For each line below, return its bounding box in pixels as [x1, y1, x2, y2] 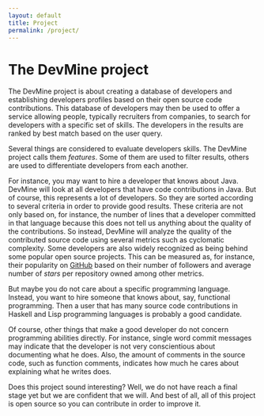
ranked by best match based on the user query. [8, 128, 163, 139]
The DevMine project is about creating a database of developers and [8, 86, 232, 96]
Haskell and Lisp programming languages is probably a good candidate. [8, 310, 243, 319]
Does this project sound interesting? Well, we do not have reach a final [8, 382, 238, 392]
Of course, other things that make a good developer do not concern [8, 325, 229, 334]
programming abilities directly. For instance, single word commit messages [8, 334, 252, 343]
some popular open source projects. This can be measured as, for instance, [8, 252, 255, 261]
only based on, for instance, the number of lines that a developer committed [8, 210, 256, 219]
